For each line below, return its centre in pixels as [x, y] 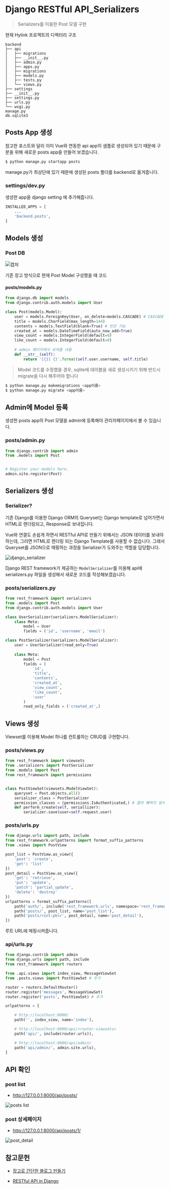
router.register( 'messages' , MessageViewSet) [54, 992]
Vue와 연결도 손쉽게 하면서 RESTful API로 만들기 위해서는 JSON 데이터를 [78, 535]
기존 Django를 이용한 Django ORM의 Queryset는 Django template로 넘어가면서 [85, 517]
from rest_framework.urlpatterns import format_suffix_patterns [74, 840]
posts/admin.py [25, 441]
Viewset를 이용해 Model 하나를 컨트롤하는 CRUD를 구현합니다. [68, 737]
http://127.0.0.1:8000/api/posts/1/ [47, 1131]
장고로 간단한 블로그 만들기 [39, 1171]
